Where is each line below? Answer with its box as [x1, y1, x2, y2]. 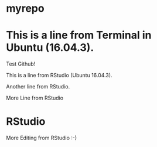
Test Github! [6, 60, 36, 67]
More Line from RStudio [6, 94, 63, 101]
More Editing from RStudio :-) [6, 134, 77, 142]
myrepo [6, 2, 45, 15]
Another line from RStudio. [6, 83, 70, 90]
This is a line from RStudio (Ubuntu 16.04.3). [6, 72, 112, 79]
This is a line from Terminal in [6, 29, 152, 42]
